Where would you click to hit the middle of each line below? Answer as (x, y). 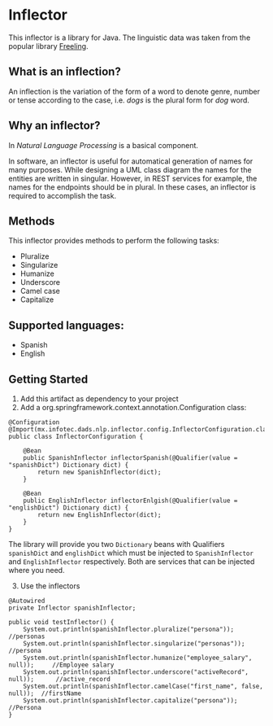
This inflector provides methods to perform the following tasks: (114, 241)
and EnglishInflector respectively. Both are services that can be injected (132, 562)
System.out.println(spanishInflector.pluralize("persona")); (128, 629)
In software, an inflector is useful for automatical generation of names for (131, 161)
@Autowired (27, 601)
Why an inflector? (54, 126)
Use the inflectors (50, 586)
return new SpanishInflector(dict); (100, 472)
